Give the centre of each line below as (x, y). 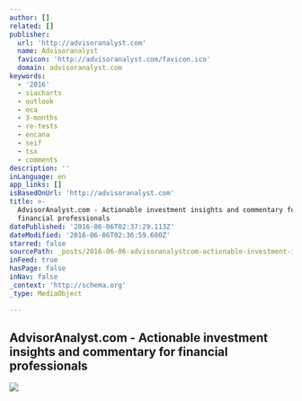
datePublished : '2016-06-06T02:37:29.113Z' (92, 227)
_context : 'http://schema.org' (68, 285)
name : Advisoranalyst (58, 51)
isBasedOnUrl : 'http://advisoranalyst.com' (92, 193)
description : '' (40, 168)
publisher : (30, 34)
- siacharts (40, 93)
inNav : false (34, 277)
